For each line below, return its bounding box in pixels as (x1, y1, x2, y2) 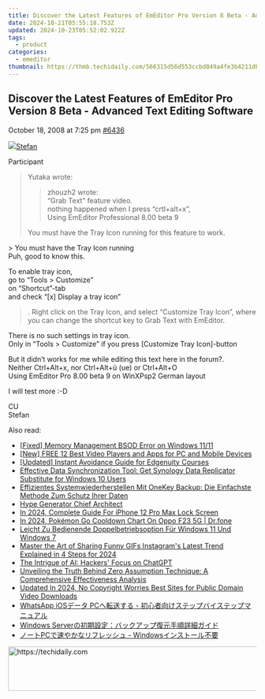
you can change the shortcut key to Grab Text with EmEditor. (27, 315, 226, 325)
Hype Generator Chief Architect (19, 499, 123, 508)
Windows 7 (19, 533, 57, 542)
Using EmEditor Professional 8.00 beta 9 (47, 212, 179, 221)
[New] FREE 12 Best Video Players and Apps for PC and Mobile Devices (19, 448, 252, 458)
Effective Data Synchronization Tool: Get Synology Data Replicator (19, 466, 236, 475)
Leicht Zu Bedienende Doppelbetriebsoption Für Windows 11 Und (19, 524, 231, 534)
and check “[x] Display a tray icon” (8, 292, 121, 301)
